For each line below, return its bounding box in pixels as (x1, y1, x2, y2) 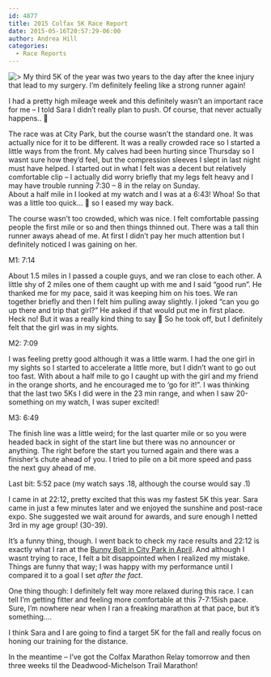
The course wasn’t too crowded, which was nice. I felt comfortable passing (8, 214, 259, 223)
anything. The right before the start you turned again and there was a (8, 446, 239, 455)
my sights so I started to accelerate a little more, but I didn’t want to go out (8, 362, 256, 372)
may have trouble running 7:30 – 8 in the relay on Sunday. (8, 181, 201, 191)
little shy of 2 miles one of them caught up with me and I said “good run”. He (8, 280, 263, 289)
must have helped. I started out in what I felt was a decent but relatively (8, 164, 247, 173)
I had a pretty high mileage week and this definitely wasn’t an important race (8, 96, 264, 105)
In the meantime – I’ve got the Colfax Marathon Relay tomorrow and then (8, 652, 251, 662)
